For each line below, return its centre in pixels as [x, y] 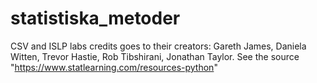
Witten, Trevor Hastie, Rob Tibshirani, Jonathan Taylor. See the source [155, 56]
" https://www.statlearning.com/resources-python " [114, 67]
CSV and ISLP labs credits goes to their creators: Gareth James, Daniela [158, 46]
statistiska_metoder [95, 18]
